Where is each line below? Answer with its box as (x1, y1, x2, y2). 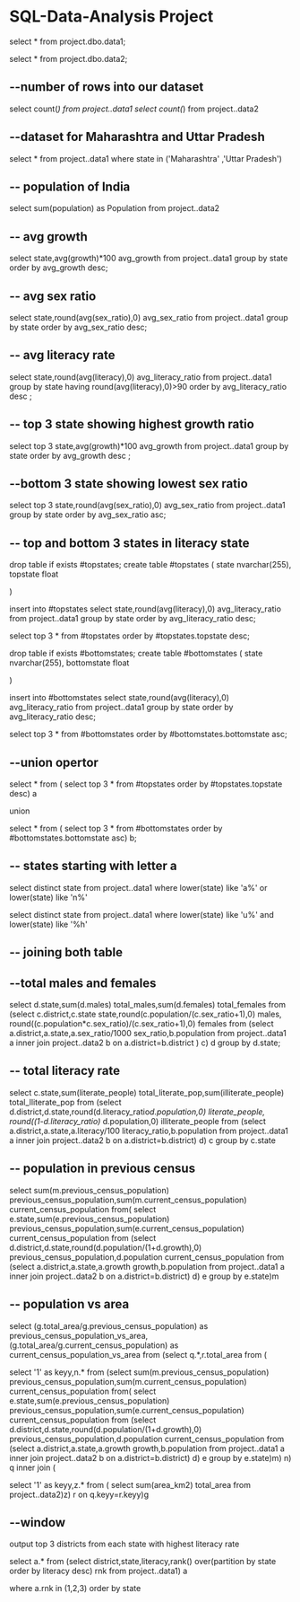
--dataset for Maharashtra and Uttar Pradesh (9, 129, 266, 145)
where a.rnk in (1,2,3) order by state (9, 1583, 141, 1594)
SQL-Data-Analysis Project (9, 6, 214, 27)
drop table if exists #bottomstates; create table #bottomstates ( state (9, 648, 263, 659)
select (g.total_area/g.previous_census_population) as (9, 1320, 209, 1331)
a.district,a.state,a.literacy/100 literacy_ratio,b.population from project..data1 (9, 1125, 288, 1136)
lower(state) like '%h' (9, 919, 88, 929)
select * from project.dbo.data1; (9, 36, 126, 47)
